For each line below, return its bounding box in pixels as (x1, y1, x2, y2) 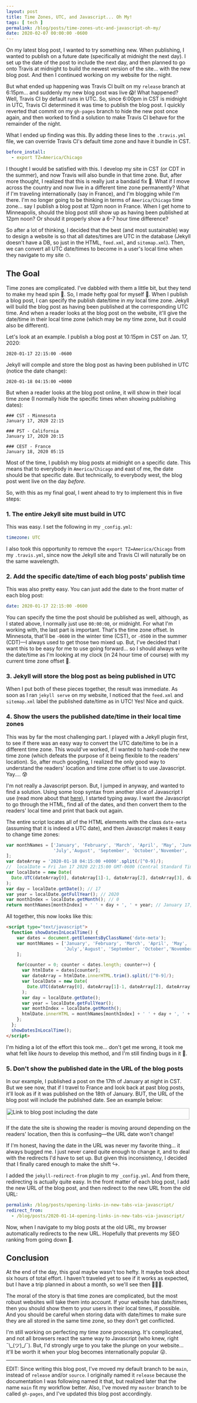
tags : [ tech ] (6, 19, 43, 25)
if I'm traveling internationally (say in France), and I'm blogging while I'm (6, 190, 180, 197)
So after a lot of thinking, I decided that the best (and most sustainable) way (6, 226, 189, 234)
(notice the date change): (6, 367, 67, 374)
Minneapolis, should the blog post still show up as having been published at (6, 209, 189, 216)
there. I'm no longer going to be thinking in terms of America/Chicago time (6, 196, 184, 203)
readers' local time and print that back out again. (6, 807, 124, 814)
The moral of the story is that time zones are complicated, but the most (6, 1292, 178, 1300)
